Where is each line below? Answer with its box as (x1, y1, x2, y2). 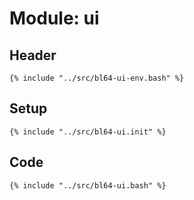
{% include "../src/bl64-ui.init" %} (9, 127, 167, 137)
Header (9, 47, 57, 64)
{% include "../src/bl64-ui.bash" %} (9, 180, 167, 191)
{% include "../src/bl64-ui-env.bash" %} (9, 73, 185, 83)
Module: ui (9, 7, 100, 30)
